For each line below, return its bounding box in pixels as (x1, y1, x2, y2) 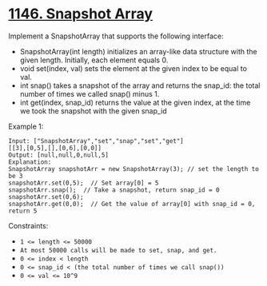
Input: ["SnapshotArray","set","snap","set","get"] (8, 137, 184, 145)
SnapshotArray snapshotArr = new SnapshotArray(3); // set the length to (8, 165, 260, 173)
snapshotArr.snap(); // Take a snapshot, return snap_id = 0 (8, 185, 220, 194)
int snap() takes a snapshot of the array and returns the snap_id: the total (19, 81, 261, 90)
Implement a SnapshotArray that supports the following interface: (8, 31, 224, 41)
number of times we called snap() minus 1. (19, 89, 160, 98)
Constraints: (8, 220, 49, 230)
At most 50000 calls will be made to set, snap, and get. (19, 246, 217, 254)
